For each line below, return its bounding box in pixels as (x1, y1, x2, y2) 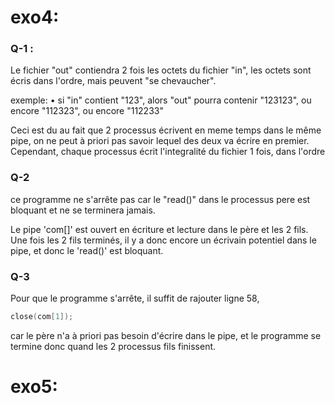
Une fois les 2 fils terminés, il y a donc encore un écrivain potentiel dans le (10, 234, 317, 246)
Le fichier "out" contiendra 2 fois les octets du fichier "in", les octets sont (10, 64, 312, 76)
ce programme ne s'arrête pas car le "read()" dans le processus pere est (10, 193, 311, 205)
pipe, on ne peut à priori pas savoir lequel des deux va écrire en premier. (10, 135, 310, 147)
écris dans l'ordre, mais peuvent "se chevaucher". (10, 75, 217, 87)
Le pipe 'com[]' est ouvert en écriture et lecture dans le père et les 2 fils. (10, 223, 309, 235)
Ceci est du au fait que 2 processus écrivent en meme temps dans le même (10, 124, 322, 136)
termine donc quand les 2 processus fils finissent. (10, 340, 217, 352)
